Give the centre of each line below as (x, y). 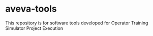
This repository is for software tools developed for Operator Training (77, 23)
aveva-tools (31, 9)
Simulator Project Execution (34, 28)
